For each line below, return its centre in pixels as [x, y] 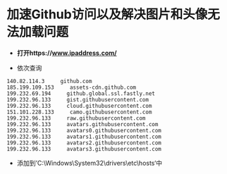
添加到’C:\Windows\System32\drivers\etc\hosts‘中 [90, 163]
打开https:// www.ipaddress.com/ [67, 53]
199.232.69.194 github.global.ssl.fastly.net [81, 93]
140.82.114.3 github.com [49, 81]
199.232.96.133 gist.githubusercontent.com [78, 99]
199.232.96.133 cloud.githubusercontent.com [79, 106]
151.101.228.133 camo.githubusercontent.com [79, 112]
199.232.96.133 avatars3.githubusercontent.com [84, 149]
